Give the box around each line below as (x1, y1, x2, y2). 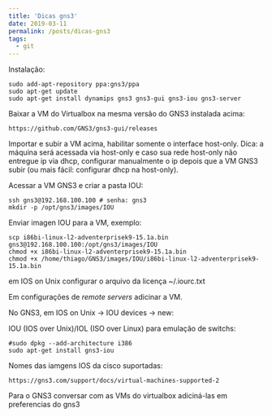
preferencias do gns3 (8, 400, 80, 410)
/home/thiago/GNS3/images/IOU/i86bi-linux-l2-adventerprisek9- (41, 255, 260, 263)
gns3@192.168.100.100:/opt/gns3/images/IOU (8, 241, 158, 249)
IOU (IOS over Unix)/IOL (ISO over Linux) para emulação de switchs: (8, 323, 236, 334)
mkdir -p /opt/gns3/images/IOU (8, 204, 114, 212)
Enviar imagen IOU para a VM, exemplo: (8, 217, 142, 228)
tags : (8, 34, 27, 43)
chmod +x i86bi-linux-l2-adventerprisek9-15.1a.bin (8, 248, 187, 257)
